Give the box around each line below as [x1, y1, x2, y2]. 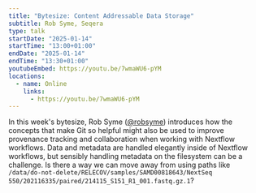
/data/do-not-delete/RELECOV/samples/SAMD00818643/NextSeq [8, 169, 213, 177]
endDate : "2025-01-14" [8, 49, 85, 58]
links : [23, 87, 46, 96]
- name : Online [15, 79, 67, 88]
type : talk [8, 27, 46, 35]
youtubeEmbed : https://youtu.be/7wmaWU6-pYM [8, 65, 162, 73]
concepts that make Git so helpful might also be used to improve [8, 126, 225, 135]
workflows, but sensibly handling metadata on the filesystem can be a [8, 152, 243, 161]
